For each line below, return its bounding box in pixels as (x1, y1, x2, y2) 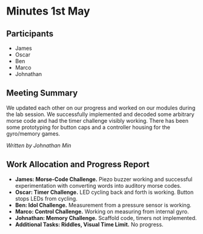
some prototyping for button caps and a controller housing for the (6, 123, 171, 131)
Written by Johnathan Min (6, 142, 72, 149)
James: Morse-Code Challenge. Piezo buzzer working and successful (15, 175, 193, 183)
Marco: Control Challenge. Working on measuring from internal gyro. (15, 208, 189, 215)
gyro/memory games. (6, 129, 61, 137)
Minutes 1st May (6, 4, 90, 18)
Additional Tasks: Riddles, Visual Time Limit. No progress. (15, 221, 164, 228)
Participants (6, 29, 53, 39)
